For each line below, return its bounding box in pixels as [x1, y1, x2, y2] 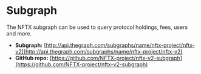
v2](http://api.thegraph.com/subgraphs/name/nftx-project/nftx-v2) [15, 48, 183, 55]
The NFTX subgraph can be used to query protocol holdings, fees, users [6, 23, 188, 31]
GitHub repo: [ [15, 54, 52, 61]
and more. [6, 29, 32, 37]
